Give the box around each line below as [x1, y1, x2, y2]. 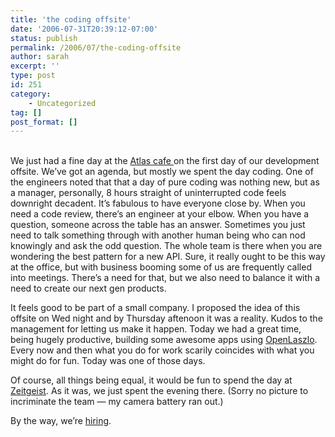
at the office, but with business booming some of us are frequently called [10, 261, 312, 273]
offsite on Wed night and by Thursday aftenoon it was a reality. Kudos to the [10, 312, 323, 325]
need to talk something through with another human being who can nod [10, 229, 306, 241]
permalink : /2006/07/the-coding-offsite [10, 42, 182, 53]
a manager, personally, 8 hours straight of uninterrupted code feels [10, 187, 287, 199]
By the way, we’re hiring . [10, 415, 112, 427]
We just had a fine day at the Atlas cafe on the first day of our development [10, 155, 320, 167]
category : [10, 89, 52, 99]
